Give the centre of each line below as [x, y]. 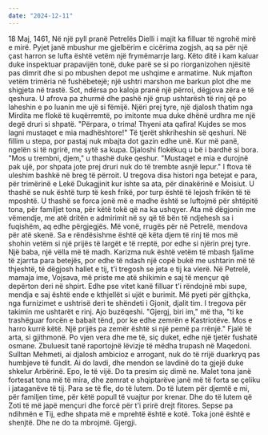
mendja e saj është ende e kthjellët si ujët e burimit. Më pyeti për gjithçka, [129, 295]
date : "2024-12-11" [41, 16]
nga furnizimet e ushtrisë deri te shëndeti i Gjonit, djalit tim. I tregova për [127, 303]
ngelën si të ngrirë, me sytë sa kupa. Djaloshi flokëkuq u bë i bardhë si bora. [133, 149]
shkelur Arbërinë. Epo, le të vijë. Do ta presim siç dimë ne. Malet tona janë [130, 371]
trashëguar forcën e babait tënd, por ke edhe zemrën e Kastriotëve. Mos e [130, 320]
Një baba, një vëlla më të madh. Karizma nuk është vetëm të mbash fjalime [131, 252]
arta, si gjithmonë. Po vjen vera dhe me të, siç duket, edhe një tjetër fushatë [133, 337]
